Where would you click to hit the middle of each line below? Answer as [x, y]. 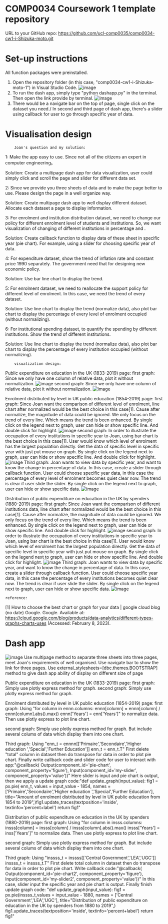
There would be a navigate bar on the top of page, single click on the [83, 103]
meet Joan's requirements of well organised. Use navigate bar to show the [82, 662]
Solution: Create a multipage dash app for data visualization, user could [79, 172]
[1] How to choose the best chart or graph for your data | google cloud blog [83, 607]
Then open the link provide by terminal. [53, 98]
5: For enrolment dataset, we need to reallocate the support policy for [77, 288]
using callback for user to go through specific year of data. [73, 114]
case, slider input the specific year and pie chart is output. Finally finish [79, 884]
